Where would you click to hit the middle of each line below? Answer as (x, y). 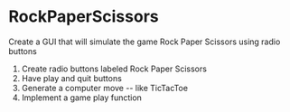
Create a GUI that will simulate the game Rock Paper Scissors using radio (145, 42)
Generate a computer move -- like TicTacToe (105, 88)
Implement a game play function (81, 98)
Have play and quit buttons (72, 78)
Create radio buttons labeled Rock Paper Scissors (114, 69)
